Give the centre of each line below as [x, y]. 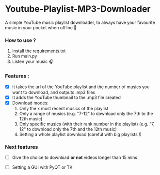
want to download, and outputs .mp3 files [54, 92]
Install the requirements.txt [39, 51]
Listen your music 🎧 [33, 61]
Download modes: [30, 103]
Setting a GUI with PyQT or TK [42, 167]
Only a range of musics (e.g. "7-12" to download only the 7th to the [86, 114]
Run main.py [24, 56]
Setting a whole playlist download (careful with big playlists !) [80, 134]
